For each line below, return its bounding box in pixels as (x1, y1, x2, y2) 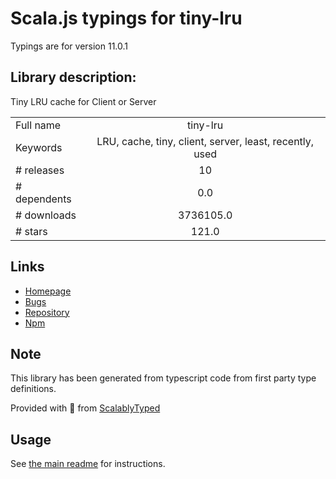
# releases (15, 163, 65, 177)
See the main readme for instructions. (10, 458, 166, 470)
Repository (24, 306, 70, 318)
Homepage (24, 285, 72, 297)
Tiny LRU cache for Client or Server (10, 95, 157, 107)
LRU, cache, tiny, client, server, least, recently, (96, 134, 315, 148)
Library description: (10, 69, 137, 86)
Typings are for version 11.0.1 (10, 40, 129, 52)
